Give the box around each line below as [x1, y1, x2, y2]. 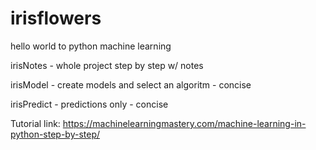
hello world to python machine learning [10, 40, 172, 52]
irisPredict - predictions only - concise [10, 98, 169, 110]
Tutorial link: [10, 117, 61, 129]
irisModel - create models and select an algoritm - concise [10, 78, 252, 91]
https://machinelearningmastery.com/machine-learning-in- [62, 117, 307, 129]
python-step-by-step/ [10, 128, 101, 140]
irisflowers [10, 7, 102, 30]
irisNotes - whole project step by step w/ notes [10, 59, 204, 71]
